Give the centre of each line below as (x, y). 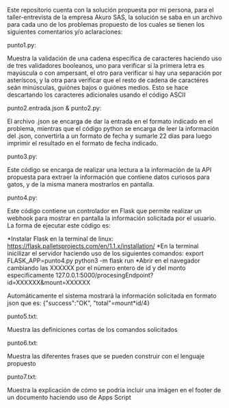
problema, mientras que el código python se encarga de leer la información (113, 129)
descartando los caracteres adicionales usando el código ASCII (96, 95)
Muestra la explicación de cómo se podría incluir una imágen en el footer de (114, 390)
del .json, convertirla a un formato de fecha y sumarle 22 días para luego (109, 136)
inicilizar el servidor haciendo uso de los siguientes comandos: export (105, 253)
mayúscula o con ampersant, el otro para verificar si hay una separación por (114, 73)
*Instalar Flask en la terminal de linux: (60, 239)
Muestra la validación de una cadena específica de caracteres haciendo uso (114, 58)
